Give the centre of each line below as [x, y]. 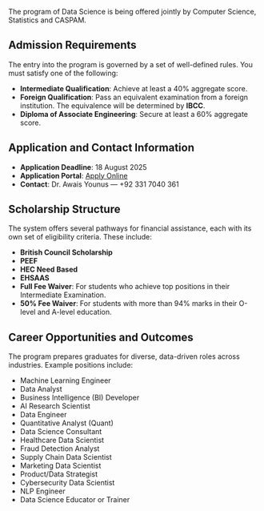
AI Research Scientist [55, 406]
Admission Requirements [73, 45]
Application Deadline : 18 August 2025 [83, 167]
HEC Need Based [49, 270]
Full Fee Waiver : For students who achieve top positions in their [125, 287]
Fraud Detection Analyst [60, 449]
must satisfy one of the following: [63, 73]
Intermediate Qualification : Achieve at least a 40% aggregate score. [134, 88]
